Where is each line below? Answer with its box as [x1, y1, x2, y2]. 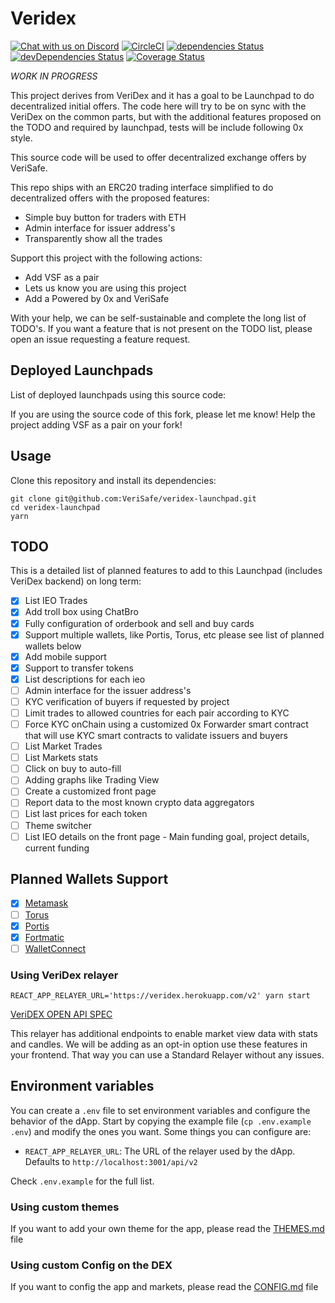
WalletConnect [24, 942, 87, 954]
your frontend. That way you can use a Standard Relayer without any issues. [10, 1049, 325, 1061]
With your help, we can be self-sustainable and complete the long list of [10, 312, 307, 324]
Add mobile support [24, 650, 107, 662]
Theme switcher [24, 819, 93, 831]
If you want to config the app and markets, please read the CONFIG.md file [10, 1281, 319, 1293]
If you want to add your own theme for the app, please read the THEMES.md [10, 1223, 325, 1235]
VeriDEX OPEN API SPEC [10, 1008, 113, 1021]
